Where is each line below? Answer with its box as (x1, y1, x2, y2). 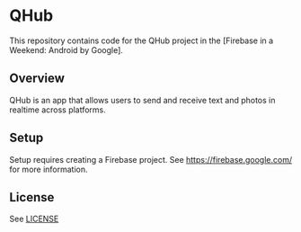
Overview (9, 71, 66, 86)
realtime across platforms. (9, 104, 106, 115)
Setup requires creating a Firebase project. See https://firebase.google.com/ (9, 154, 293, 165)
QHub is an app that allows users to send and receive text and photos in (9, 94, 276, 105)
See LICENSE (9, 213, 59, 225)
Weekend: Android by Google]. (9, 44, 124, 55)
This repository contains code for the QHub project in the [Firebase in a (9, 35, 274, 46)
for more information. (9, 164, 88, 174)
